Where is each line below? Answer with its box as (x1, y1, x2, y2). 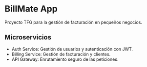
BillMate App (4, 3, 58, 14)
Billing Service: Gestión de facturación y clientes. (11, 51, 111, 57)
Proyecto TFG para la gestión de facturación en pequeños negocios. (4, 19, 143, 25)
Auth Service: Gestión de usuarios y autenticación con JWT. (11, 46, 133, 52)
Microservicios (4, 33, 52, 41)
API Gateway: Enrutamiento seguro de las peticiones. (11, 56, 119, 62)
